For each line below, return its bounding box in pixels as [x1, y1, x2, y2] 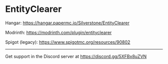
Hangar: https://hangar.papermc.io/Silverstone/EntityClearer [5, 20, 130, 26]
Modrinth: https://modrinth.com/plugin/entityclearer [5, 29, 112, 35]
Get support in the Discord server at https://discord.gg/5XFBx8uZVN [5, 53, 147, 59]
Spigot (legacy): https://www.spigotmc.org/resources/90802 [5, 39, 130, 45]
